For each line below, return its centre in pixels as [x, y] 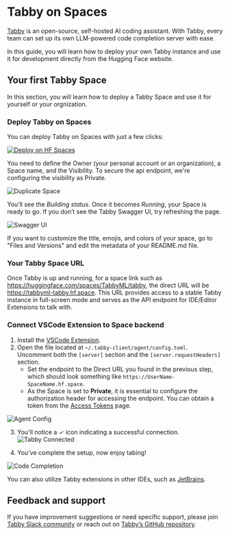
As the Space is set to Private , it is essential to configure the [113, 390]
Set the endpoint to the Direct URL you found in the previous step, [120, 369]
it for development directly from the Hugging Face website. [90, 58]
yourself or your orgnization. [47, 104]
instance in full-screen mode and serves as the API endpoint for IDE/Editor [112, 300]
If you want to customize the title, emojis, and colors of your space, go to [110, 238]
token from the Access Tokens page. [79, 406]
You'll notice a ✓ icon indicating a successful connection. [98, 432]
